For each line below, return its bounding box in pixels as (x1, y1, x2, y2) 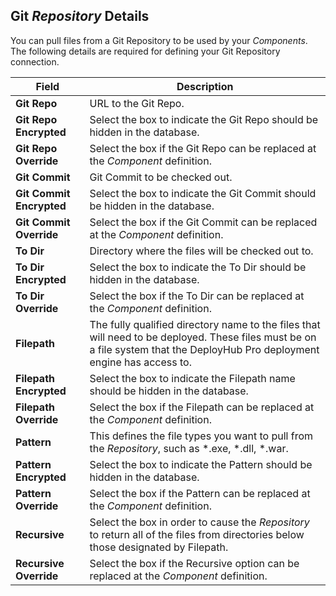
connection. (10, 55, 60, 68)
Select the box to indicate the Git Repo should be (89, 112, 319, 126)
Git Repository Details (10, 8, 150, 25)
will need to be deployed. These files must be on (89, 330, 317, 344)
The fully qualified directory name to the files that (89, 317, 321, 331)
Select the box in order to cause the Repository (89, 515, 310, 529)
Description (176, 79, 234, 93)
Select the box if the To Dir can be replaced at (89, 289, 305, 303)
